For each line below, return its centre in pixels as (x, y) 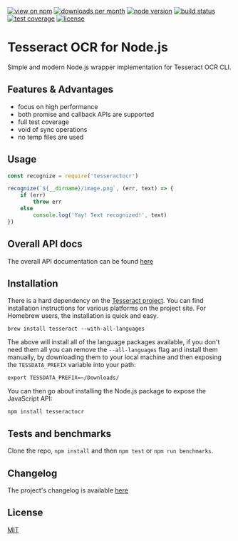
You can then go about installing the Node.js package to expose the (107, 391)
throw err (47, 202)
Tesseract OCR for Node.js (88, 47)
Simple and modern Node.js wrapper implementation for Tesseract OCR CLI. (119, 67)
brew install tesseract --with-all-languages (76, 329)
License (25, 513)
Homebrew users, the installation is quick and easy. (83, 316)
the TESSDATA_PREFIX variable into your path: (72, 365)
